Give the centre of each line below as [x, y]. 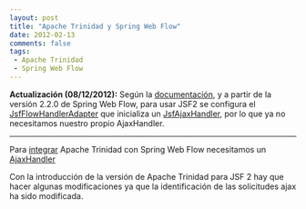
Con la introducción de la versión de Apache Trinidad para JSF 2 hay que [147, 176]
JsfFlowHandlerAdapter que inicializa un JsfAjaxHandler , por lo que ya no [148, 114]
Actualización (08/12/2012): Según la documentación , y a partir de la [140, 94]
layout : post [34, 18]
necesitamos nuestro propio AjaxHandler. [87, 123]
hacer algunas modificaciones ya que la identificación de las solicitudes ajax [153, 186]
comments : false [40, 43]
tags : [20, 52]
